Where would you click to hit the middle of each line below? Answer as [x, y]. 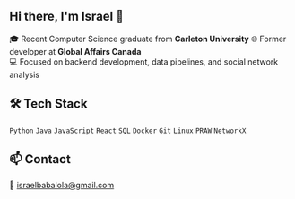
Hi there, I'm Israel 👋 [66, 17]
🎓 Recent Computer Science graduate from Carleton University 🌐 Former [148, 39]
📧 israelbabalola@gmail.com [62, 186]
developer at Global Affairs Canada [75, 51]
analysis [25, 74]
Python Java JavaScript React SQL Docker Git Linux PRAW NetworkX [128, 131]
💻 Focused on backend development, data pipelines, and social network [144, 61]
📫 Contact [40, 159]
